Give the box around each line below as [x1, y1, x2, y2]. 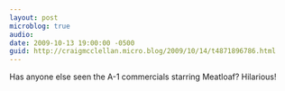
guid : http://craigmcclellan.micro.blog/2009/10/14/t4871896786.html [9, 47, 277, 56]
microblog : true [9, 22, 70, 31]
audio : [9, 30, 34, 39]
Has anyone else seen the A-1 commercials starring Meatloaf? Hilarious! [9, 71, 277, 82]
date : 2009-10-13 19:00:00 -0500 [9, 38, 135, 48]
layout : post [9, 13, 59, 23]
